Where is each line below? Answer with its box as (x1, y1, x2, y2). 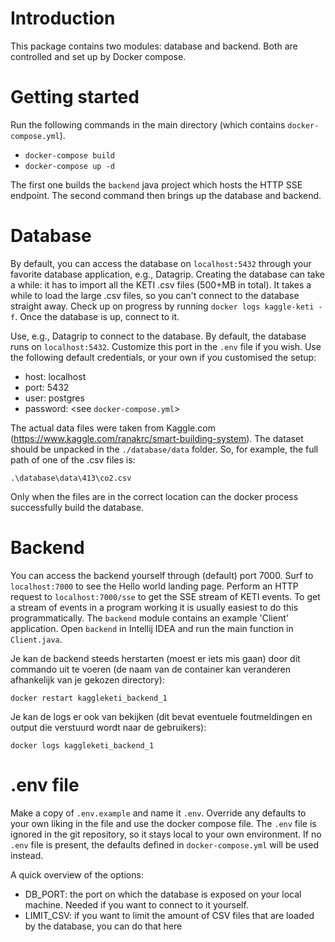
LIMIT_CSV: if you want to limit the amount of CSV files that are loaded (24, 909, 315, 921)
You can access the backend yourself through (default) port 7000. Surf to (10, 569, 314, 581)
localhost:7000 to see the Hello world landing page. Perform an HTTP (10, 580, 299, 592)
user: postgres (24, 392, 85, 404)
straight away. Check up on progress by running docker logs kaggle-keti (10, 300, 315, 312)
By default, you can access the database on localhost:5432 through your (10, 257, 312, 269)
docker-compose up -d (24, 161, 115, 171)
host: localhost (24, 370, 87, 382)
